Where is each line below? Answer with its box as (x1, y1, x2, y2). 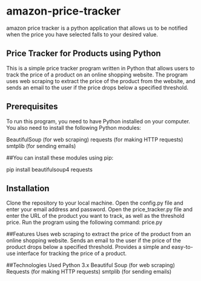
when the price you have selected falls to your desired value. (6, 30, 159, 38)
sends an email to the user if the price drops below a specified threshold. (6, 84, 189, 91)
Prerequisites (6, 101, 58, 112)
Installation (6, 183, 50, 194)
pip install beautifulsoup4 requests (6, 166, 93, 173)
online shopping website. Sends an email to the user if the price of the (6, 237, 182, 244)
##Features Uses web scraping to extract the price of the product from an (6, 231, 191, 238)
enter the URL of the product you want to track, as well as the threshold (6, 212, 185, 220)
